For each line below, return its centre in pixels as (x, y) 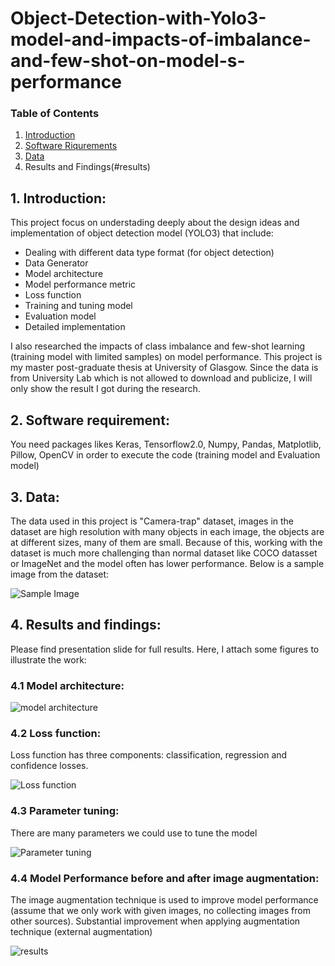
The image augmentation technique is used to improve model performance (164, 899)
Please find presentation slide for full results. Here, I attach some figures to (165, 649)
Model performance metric (80, 284)
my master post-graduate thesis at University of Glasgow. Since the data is (164, 368)
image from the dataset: (60, 574)
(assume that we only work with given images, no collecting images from (160, 910)
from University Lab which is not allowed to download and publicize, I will (161, 378)
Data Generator (56, 263)
